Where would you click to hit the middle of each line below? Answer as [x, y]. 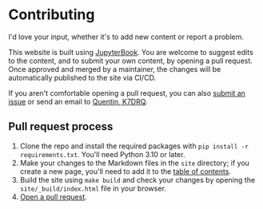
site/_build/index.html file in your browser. [93, 188]
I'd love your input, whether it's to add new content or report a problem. [126, 37]
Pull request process [61, 126]
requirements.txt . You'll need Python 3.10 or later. [102, 154]
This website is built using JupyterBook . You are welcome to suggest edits [131, 52]
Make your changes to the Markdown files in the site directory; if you [135, 163]
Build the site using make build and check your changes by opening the [137, 179]
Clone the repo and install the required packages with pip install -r [134, 146]
